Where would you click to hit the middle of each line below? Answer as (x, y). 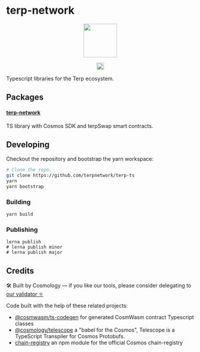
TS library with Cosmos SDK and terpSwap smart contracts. (80, 126)
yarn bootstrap (25, 186)
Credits (20, 270)
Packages (25, 97)
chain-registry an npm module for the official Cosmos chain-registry (99, 343)
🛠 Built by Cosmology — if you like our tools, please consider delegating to (99, 286)
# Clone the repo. (29, 170)
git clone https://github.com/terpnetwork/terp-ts (70, 176)
